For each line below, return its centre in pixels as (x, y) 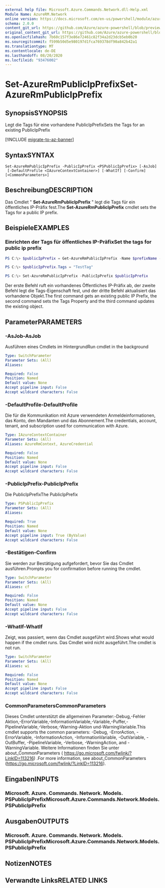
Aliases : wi (17, 666)
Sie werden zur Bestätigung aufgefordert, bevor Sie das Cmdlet (69, 563)
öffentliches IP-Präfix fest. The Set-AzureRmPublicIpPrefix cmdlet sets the (81, 207)
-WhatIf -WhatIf (24, 626)
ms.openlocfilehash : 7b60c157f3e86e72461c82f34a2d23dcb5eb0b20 (71, 37)
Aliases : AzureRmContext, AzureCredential (49, 444)
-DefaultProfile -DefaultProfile (41, 404)
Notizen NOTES (28, 864)
